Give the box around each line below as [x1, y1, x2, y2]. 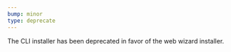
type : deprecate [7, 17, 56, 24]
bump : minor [7, 10, 43, 18]
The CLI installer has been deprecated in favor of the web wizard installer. [7, 36, 225, 45]
